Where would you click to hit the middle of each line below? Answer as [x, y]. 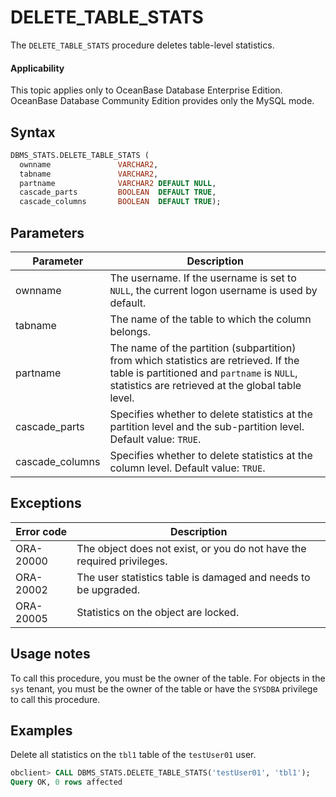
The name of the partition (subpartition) [203, 348]
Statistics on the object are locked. [158, 612]
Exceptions [46, 503]
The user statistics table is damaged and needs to [193, 577]
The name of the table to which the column [210, 319]
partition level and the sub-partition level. [207, 427]
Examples [41, 731]
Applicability [37, 68]
